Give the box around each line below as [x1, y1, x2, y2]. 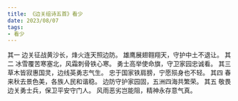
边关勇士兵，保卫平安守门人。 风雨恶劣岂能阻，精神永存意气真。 [7, 86, 197, 95]
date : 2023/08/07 [7, 17, 59, 24]
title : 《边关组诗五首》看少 [7, 10, 83, 18]
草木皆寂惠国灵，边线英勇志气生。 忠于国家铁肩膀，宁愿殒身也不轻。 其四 [7, 68, 223, 77]
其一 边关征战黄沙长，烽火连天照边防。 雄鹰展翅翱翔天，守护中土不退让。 [7, 51, 223, 59]
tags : [7, 23, 24, 31]
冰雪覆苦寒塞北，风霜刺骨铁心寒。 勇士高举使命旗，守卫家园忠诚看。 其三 [15, 60, 232, 68]
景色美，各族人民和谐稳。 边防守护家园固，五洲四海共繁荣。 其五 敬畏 [26, 78, 232, 86]
